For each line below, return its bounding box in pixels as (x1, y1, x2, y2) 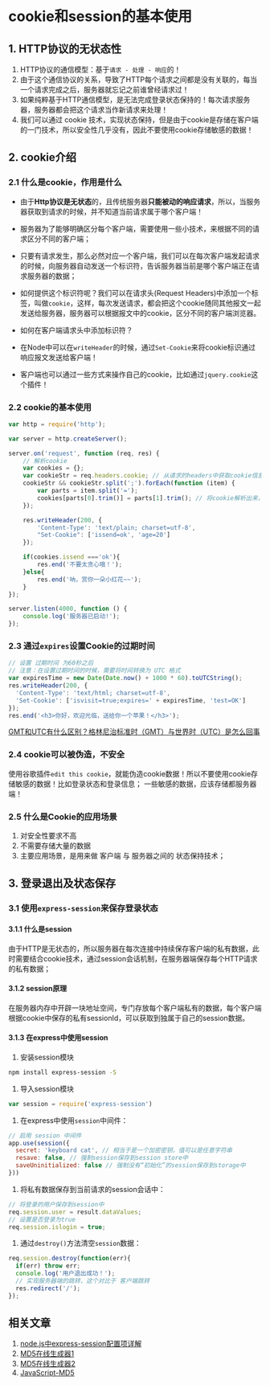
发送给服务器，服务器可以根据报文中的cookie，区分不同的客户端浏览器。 (19, 308, 261, 318)
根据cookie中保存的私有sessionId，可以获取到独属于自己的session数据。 (8, 1013, 250, 1022)
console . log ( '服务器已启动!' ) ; (22, 613, 121, 621)
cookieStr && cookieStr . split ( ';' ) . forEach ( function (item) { (22, 479, 235, 487)
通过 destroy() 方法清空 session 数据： (19, 1239, 142, 1248)
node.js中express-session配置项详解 (19, 1339, 142, 1349)
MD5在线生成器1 (19, 1349, 75, 1358)
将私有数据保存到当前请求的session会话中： (19, 1184, 166, 1194)
